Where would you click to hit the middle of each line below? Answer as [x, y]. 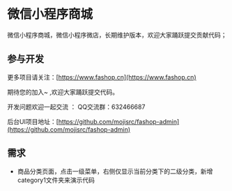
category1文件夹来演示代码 [56, 180]
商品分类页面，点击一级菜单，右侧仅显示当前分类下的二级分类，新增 [115, 171]
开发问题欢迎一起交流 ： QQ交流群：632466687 [76, 107]
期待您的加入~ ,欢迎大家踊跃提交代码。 [63, 92]
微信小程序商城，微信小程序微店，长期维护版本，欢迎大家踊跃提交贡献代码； [117, 35]
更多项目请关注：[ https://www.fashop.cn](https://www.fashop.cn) [102, 77]
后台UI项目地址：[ [33, 121]
